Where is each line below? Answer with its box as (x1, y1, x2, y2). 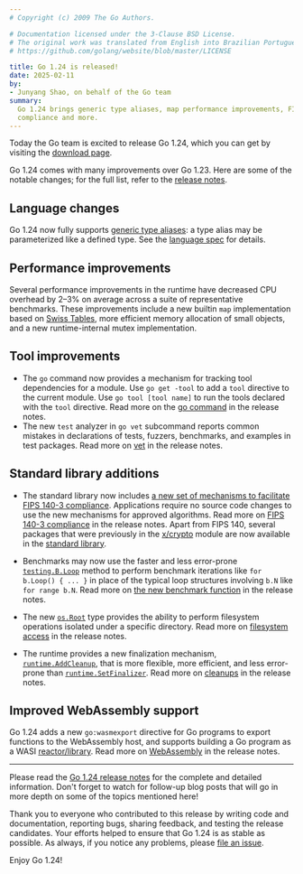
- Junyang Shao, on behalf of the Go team (9, 88, 171, 97)
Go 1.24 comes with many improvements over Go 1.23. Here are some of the (9, 164, 293, 176)
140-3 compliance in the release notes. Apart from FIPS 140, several (22, 518, 276, 529)
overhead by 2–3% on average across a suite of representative (9, 294, 243, 304)
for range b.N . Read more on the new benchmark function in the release (22, 584, 293, 595)
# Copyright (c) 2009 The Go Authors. (9, 13, 155, 23)
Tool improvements (9, 349, 121, 364)
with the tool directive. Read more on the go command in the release (22, 401, 280, 412)
